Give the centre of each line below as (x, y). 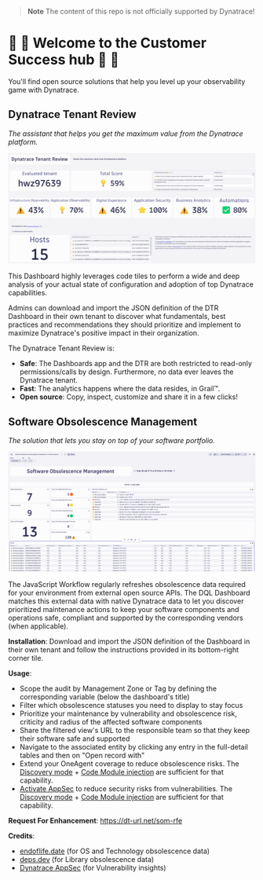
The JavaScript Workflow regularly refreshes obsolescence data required (127, 585)
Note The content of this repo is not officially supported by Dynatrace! (141, 11)
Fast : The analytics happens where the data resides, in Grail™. (120, 389)
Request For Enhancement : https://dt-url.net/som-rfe (95, 821)
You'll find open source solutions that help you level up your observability (127, 81)
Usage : (20, 673)
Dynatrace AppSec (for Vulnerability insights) (93, 868)
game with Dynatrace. (44, 90)
